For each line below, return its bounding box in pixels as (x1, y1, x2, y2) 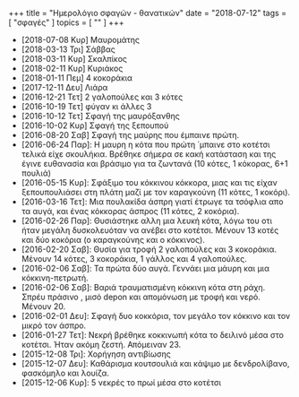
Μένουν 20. (21, 301, 66, 312)
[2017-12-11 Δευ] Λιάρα (21, 82, 108, 92)
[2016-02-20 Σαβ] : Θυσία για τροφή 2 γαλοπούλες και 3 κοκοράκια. (21, 244, 278, 255)
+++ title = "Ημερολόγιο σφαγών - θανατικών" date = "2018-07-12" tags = (8, 8, 287, 18)
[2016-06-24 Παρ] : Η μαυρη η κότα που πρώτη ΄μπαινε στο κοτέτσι (21, 139, 270, 150)
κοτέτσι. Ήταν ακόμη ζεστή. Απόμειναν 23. (21, 340, 182, 350)
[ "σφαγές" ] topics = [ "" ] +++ (8, 17, 124, 28)
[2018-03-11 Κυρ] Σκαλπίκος (21, 54, 127, 64)
